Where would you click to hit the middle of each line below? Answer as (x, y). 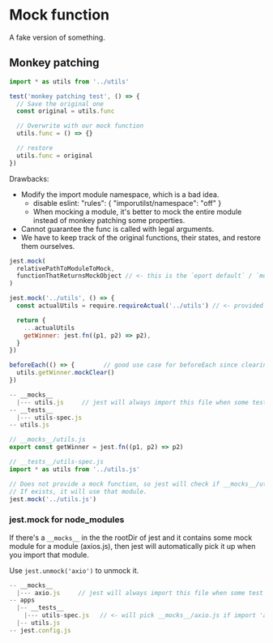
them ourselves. (48, 246)
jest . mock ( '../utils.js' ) (53, 499)
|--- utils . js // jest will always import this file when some (133, 402)
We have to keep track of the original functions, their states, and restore (141, 238)
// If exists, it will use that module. (79, 491)
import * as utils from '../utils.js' (75, 469)
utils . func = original (55, 156)
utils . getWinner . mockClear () (66, 373)
